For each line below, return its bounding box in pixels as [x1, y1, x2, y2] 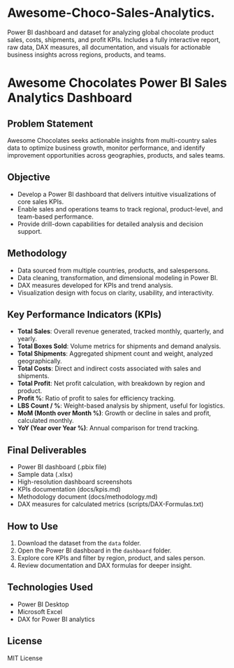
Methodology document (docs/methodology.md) [17, 492, 159, 501]
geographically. [17, 357, 63, 366]
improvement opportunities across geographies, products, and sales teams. [7, 151, 226, 159]
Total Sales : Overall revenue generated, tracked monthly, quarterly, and [17, 327, 224, 335]
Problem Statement [7, 118, 94, 130]
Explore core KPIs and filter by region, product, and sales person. [17, 554, 206, 562]
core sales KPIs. [17, 197, 64, 206]
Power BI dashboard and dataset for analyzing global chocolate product [7, 28, 214, 36]
